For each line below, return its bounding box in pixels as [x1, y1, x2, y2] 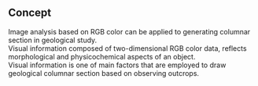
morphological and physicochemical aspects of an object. [8, 52, 196, 61]
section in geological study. [8, 35, 98, 45]
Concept [8, 6, 52, 20]
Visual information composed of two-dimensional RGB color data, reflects [8, 43, 247, 53]
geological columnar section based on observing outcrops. [8, 68, 199, 77]
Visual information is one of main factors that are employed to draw [8, 60, 227, 70]
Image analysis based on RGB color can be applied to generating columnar [8, 27, 251, 36]
